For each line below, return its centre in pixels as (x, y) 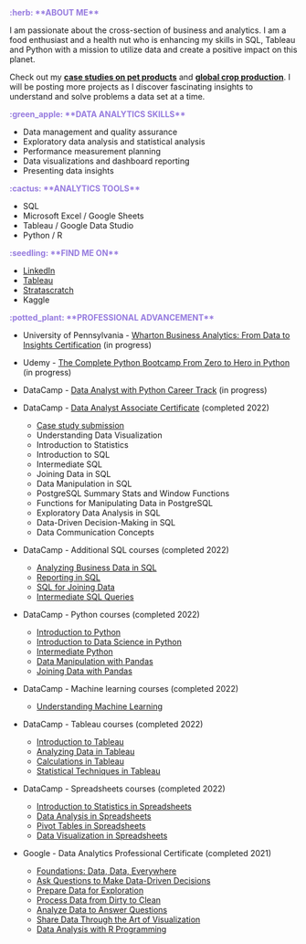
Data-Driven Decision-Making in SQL (106, 522)
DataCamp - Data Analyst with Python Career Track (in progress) (145, 390)
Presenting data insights (68, 170)
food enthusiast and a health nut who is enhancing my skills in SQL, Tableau (153, 40)
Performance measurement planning (92, 151)
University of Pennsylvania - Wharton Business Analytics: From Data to (156, 335)
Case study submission (80, 425)
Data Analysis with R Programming (101, 929)
